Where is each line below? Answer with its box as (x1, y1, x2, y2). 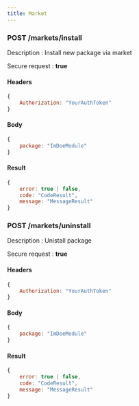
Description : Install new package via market (7, 48, 132, 57)
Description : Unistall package (7, 236, 92, 245)
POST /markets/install (7, 32, 82, 42)
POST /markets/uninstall (7, 221, 91, 231)
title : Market (7, 10, 48, 17)
